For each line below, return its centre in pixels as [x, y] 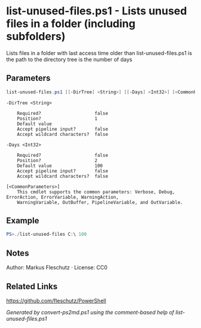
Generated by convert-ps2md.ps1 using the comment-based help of [90, 312]
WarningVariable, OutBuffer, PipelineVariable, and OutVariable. [100, 202]
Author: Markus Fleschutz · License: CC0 [57, 268]
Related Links [32, 286]
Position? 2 [57, 160]
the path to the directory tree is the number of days [69, 59]
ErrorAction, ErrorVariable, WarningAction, [63, 197]
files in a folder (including [71, 24]
